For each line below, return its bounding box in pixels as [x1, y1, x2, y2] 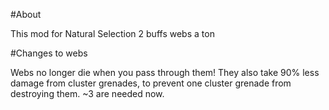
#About [10, 9, 42, 20]
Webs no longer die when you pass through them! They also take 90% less [10, 67, 320, 78]
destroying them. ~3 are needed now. [10, 88, 165, 99]
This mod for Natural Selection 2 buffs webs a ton [10, 28, 215, 39]
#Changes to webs [10, 47, 88, 59]
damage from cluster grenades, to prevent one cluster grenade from [10, 77, 292, 89]
